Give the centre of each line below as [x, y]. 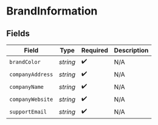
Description [131, 50]
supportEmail [28, 112]
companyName [27, 87]
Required [94, 50]
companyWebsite [31, 99]
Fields [18, 34]
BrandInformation [52, 11]
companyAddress [31, 74]
